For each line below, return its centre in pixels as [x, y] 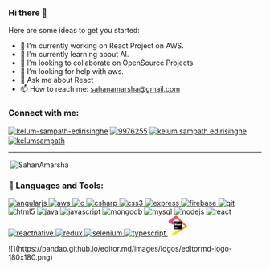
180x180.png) [31, 257]
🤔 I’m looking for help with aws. [72, 72]
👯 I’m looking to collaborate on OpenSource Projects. [107, 63]
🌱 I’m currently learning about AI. [74, 55]
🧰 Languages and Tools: [56, 186]
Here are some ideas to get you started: [74, 31]
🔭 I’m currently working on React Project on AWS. [102, 46]
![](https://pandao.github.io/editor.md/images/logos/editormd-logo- [121, 248]
